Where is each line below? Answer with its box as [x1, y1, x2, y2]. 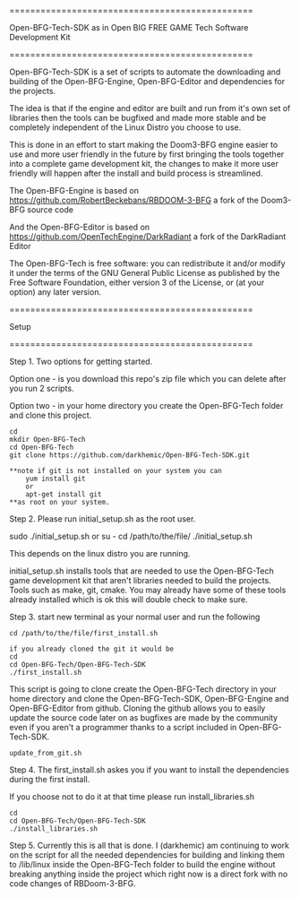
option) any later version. [9, 287, 101, 297]
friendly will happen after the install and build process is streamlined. [9, 168, 263, 178]
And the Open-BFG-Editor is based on [9, 221, 150, 232]
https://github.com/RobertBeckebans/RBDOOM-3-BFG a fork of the [9, 194, 260, 205]
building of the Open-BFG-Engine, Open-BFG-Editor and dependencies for [9, 76, 285, 86]
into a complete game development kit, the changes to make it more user [9, 159, 279, 168]
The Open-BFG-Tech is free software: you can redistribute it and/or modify [9, 258, 286, 269]
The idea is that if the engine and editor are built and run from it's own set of [9, 103, 291, 113]
